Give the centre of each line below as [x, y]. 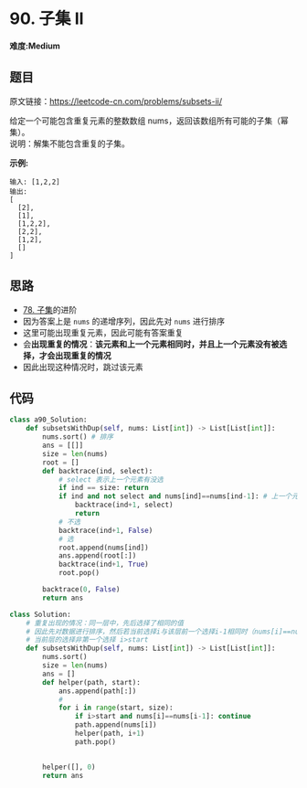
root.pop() [79, 573]
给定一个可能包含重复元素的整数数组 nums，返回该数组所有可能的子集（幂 [149, 121]
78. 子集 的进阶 [50, 309]
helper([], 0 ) [69, 767]
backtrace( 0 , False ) [81, 590]
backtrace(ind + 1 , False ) [106, 530]
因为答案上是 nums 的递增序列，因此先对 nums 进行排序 [124, 321]
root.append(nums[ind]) [103, 548]
